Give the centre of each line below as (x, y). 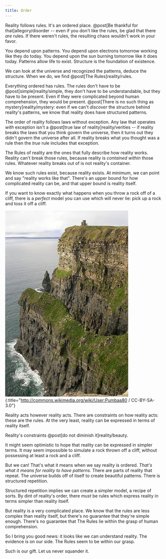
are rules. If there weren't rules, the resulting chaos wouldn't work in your (80, 36)
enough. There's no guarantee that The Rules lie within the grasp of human (82, 521)
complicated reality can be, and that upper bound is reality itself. (71, 183)
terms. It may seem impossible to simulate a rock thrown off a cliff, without (81, 450)
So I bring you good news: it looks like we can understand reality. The (76, 536)
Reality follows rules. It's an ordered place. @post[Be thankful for (72, 25)
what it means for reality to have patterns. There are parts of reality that (79, 470)
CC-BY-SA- (143, 400)
